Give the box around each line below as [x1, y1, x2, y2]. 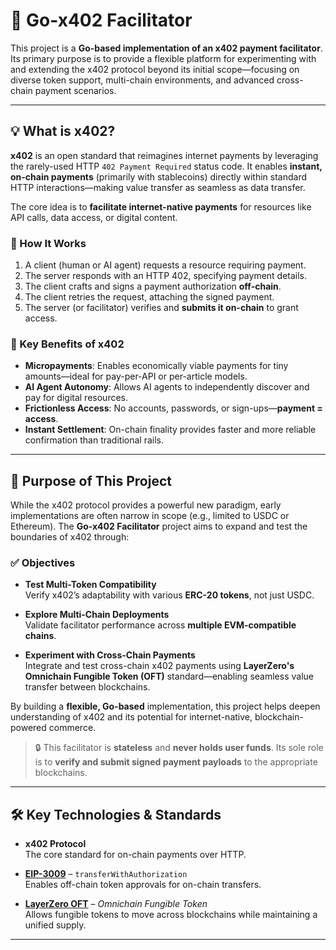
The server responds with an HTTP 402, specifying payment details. [24, 270, 308, 282]
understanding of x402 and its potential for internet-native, [10, 711, 253, 723]
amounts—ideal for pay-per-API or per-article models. [24, 370, 248, 383]
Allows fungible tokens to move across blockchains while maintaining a [24, 909, 318, 921]
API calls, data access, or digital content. [10, 211, 178, 223]
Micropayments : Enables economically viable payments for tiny [24, 360, 289, 372]
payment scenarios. [34, 84, 117, 96]
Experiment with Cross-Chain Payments [24, 649, 196, 661]
